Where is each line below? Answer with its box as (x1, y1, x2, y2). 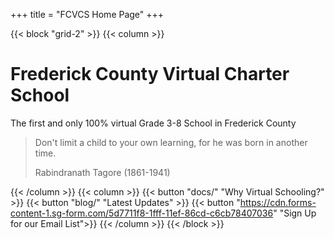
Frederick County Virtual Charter (10, 63, 290, 86)
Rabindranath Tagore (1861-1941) (34, 166, 171, 178)
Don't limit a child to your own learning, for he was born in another (34, 136, 308, 148)
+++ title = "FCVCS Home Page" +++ (10, 9, 165, 20)
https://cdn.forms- (239, 196, 317, 208)
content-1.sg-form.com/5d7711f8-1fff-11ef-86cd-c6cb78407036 (10, 207, 274, 219)
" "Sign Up (273, 207, 317, 219)
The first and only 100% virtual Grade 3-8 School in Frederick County (10, 117, 297, 129)
